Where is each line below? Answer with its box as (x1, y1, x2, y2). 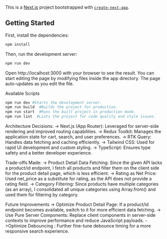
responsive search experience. (5, 228, 69, 234)
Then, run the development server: (5, 51, 77, 57)
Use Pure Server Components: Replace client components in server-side (5, 212, 156, 218)
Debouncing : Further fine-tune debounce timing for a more (27, 223, 151, 229)
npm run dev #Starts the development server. (5, 100, 102, 105)
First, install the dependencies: (5, 32, 69, 38)
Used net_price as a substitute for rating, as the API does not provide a (5, 176, 152, 182)
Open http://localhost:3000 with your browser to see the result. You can (5, 70, 154, 76)
